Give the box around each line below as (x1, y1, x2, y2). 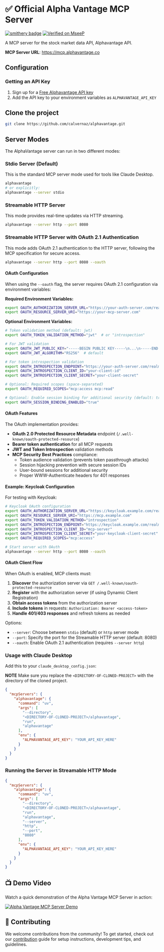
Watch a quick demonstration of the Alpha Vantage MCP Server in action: (5, 894, 153, 900)
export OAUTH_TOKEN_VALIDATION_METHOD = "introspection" (5, 517, 119, 522)
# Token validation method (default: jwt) (5, 328, 93, 333)
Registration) (12, 595, 38, 601)
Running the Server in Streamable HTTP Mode (5, 767, 117, 774)
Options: (5, 620, 22, 626)
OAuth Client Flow (5, 559, 43, 566)
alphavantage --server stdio (5, 190, 64, 195)
